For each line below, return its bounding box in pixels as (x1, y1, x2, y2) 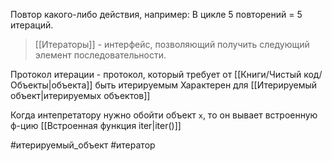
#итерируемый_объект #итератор (10, 139, 156, 151)
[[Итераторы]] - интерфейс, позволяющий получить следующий (34, 39, 310, 50)
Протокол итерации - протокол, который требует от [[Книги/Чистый (10, 69, 302, 80)
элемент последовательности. (34, 49, 167, 61)
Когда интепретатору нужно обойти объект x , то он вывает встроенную (10, 109, 318, 121)
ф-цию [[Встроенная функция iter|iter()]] (10, 120, 182, 131)
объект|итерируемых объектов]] (10, 90, 151, 101)
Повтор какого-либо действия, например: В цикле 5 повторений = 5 (10, 9, 303, 20)
